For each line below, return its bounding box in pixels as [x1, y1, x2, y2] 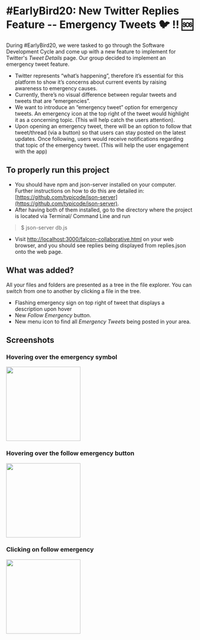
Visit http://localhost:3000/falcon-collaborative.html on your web [14, 235, 174, 242]
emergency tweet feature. [6, 61, 70, 68]
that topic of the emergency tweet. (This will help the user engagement [14, 141, 189, 149]
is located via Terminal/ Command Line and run [14, 212, 131, 219]
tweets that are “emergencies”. [14, 97, 91, 105]
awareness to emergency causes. [14, 84, 98, 92]
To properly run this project [6, 165, 110, 175]
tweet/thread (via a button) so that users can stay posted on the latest [14, 129, 186, 136]
